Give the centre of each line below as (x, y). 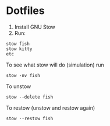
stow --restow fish (30, 118)
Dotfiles (25, 11)
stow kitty (19, 49)
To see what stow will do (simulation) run (55, 65)
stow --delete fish (30, 97)
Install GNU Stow (35, 27)
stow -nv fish (23, 75)
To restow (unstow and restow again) (51, 108)
